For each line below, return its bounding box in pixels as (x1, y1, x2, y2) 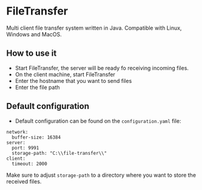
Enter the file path (15, 84, 60, 91)
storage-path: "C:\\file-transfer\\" (12, 150, 107, 156)
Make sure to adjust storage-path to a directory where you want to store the (6, 171, 196, 179)
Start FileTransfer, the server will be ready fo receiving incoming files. (15, 64, 189, 71)
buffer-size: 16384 (12, 134, 61, 140)
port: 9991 (12, 145, 39, 151)
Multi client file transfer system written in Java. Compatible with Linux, (6, 24, 182, 31)
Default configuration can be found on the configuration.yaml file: (15, 117, 181, 125)
